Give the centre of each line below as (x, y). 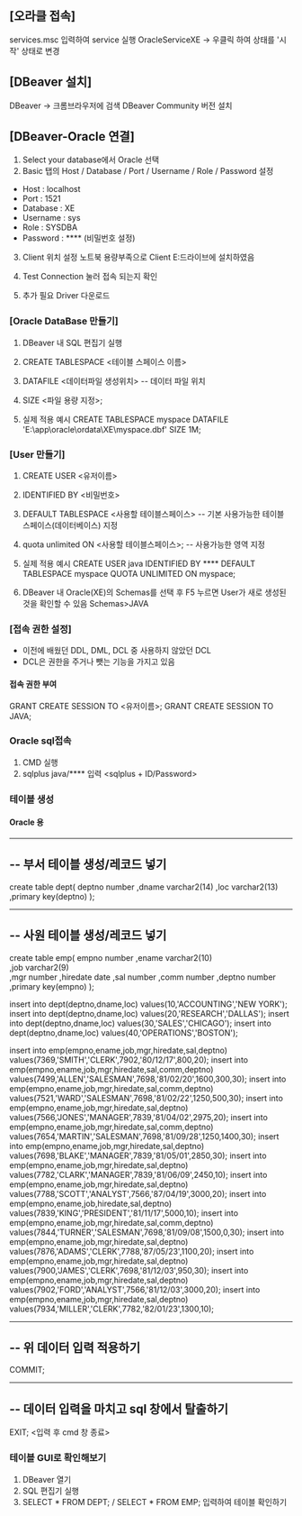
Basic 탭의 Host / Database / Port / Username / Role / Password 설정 (148, 171)
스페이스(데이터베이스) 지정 (70, 525)
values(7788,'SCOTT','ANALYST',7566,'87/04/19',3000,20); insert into (138, 1193)
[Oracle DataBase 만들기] (64, 321)
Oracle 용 (27, 822)
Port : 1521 (41, 199)
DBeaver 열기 (47, 1479)
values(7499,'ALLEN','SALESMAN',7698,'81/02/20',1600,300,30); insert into (148, 1079)
